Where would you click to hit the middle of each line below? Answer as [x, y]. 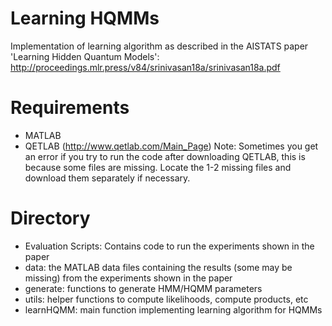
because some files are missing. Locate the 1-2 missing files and [158, 167]
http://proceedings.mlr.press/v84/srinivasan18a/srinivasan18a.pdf [145, 67]
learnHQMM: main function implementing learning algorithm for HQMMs [173, 309]
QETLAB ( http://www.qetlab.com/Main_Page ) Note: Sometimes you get [171, 146]
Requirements [70, 108]
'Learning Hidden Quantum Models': [85, 56]
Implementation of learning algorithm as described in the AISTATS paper [159, 46]
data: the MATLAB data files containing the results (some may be [158, 267]
